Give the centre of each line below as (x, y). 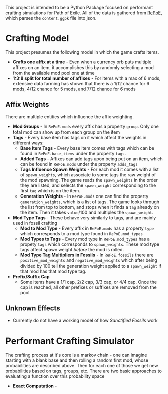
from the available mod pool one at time (53, 73)
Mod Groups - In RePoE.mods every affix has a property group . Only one (86, 126)
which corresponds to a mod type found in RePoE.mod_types (81, 233)
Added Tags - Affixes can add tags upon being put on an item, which (91, 159)
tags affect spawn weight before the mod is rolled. (72, 249)
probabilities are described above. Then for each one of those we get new (82, 365)
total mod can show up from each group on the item (66, 132)
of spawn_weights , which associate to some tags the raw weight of (88, 175)
